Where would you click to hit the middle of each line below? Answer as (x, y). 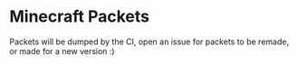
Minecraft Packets (79, 17)
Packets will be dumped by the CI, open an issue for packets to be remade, (149, 42)
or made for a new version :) (62, 51)
